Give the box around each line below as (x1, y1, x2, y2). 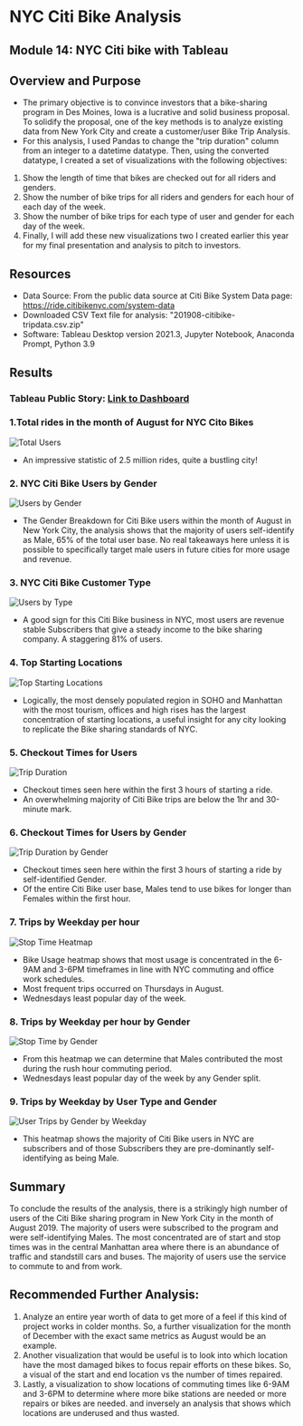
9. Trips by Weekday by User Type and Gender (9, 1095, 217, 1108)
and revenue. (22, 554, 72, 565)
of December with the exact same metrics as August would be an (22, 1330, 267, 1341)
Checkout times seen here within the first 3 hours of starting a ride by (22, 864, 282, 876)
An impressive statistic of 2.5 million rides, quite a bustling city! (22, 454, 258, 465)
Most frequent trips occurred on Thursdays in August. (22, 983, 224, 994)
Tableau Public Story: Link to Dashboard (9, 392, 190, 404)
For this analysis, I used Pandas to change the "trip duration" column (22, 136, 279, 147)
